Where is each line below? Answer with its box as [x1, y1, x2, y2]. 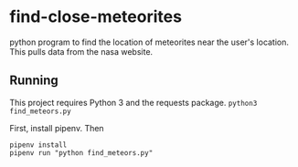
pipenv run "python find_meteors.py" [9, 148, 154, 157]
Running [9, 73, 59, 89]
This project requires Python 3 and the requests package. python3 [9, 97, 258, 108]
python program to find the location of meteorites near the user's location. [9, 37, 290, 47]
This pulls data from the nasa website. [9, 46, 154, 57]
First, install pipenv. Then [9, 122, 104, 133]
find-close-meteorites [9, 6, 183, 27]
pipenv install [9, 140, 68, 150]
